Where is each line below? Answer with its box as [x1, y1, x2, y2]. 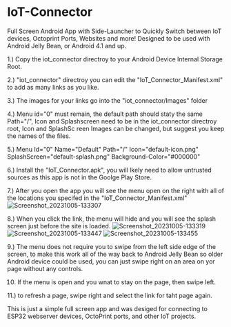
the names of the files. [7, 132, 71, 140]
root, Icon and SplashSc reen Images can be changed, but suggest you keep [7, 124, 225, 132]
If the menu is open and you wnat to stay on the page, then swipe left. [17, 277, 216, 286]
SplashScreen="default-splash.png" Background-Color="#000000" [7, 152, 201, 161]
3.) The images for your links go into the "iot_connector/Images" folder [7, 96, 208, 104]
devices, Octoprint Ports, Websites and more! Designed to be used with [7, 34, 210, 42]
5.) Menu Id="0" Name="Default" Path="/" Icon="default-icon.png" [7, 145, 199, 153]
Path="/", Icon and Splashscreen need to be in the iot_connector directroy [7, 117, 217, 125]
